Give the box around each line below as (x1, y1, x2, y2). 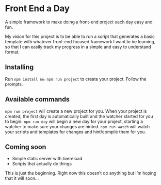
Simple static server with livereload (12, 156, 82, 162)
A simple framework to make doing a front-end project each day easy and (5, 19, 153, 25)
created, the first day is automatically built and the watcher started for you (5, 113, 154, 119)
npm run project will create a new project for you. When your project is (5, 108, 147, 114)
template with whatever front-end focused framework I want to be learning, (5, 38, 156, 44)
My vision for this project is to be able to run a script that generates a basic (5, 34, 155, 39)
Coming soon (5, 143, 47, 151)
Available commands (5, 95, 70, 103)
